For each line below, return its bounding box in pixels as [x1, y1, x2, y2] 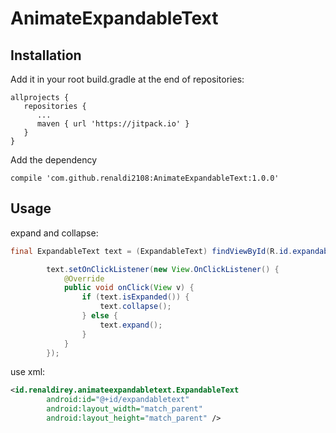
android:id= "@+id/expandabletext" [46, 395, 190, 405]
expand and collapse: [10, 227, 99, 239]
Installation [10, 47, 82, 64]
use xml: [10, 366, 46, 378]
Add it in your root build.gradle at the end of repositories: [10, 73, 245, 85]
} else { [81, 311, 118, 321]
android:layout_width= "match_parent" [46, 404, 203, 414]
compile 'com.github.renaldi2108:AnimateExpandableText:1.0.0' [10, 173, 280, 183]
